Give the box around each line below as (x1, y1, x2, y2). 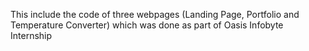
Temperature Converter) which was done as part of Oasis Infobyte (10, 19, 284, 31)
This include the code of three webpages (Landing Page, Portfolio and (10, 9, 300, 20)
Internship (10, 30, 53, 41)
